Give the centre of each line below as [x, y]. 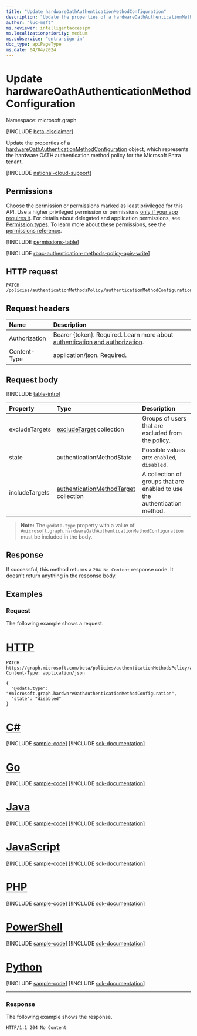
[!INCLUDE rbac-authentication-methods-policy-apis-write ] [78, 253]
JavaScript [33, 847]
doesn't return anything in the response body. [62, 576]
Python [24, 967]
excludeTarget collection [90, 429]
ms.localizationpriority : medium [47, 33]
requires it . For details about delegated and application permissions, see [93, 218]
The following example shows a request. [55, 624]
